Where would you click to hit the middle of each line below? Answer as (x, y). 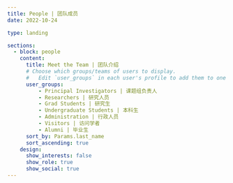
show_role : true (49, 162)
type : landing (28, 33)
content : (32, 59)
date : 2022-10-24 (32, 20)
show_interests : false (59, 156)
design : (31, 149)
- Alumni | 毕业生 (63, 130)
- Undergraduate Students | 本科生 (88, 110)
